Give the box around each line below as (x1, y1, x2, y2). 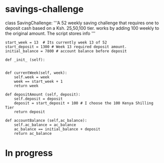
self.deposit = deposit (14, 96, 63, 101)
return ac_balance (14, 131, 52, 136)
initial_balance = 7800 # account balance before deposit (5, 49, 127, 54)
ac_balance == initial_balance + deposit (14, 126, 100, 132)
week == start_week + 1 (14, 79, 63, 84)
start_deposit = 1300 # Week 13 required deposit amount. (5, 44, 127, 49)
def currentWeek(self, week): (5, 70, 68, 75)
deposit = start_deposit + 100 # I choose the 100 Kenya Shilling (14, 101, 154, 106)
